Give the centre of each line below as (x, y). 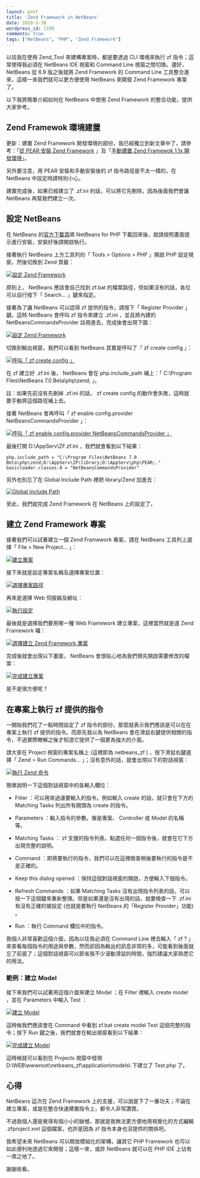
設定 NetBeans (34, 219)
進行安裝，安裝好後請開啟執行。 (50, 241)
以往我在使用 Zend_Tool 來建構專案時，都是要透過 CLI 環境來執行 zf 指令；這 (100, 57)
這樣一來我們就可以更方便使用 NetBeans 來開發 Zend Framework (96, 79)
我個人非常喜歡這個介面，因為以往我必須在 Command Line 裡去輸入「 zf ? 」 (100, 939)
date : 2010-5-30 (26, 23)
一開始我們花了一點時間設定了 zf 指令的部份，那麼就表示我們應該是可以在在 (99, 725)
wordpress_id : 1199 (30, 28)
